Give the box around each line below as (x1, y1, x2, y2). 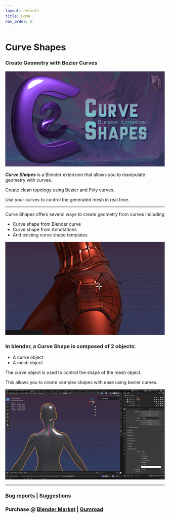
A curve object (12, 354, 44, 360)
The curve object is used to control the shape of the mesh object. (5, 369, 142, 375)
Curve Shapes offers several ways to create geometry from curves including (5, 211, 165, 217)
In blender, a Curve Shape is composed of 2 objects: (5, 342, 136, 350)
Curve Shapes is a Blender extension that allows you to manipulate (5, 171, 146, 178)
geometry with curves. (5, 177, 53, 183)
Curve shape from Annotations (12, 226, 77, 232)
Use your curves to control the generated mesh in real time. (5, 196, 130, 202)
